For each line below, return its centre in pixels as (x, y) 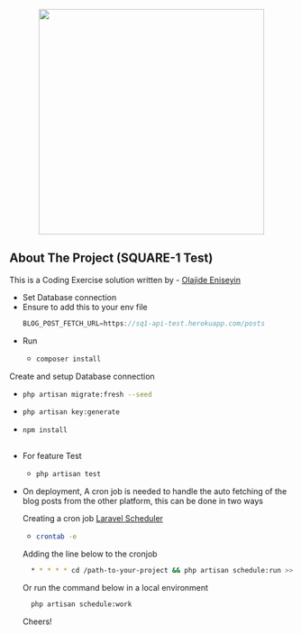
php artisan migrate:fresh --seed (87, 394)
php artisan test (68, 474)
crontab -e (56, 537)
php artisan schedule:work (82, 604)
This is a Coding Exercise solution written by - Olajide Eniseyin (125, 280)
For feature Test (52, 456)
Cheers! (37, 621)
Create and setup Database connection (82, 376)
